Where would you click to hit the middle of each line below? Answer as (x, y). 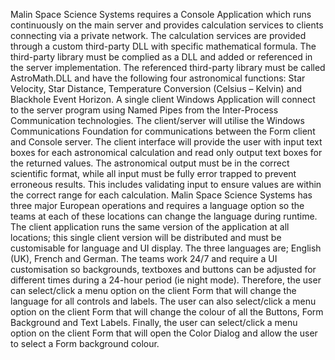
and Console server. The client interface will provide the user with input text (166, 142)
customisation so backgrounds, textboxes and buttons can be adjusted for (163, 269)
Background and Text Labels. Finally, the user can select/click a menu (154, 322)
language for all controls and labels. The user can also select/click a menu (163, 301)
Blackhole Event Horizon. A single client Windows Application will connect (163, 99)
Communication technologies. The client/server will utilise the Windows (157, 120)
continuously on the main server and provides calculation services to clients (167, 25)
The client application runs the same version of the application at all (150, 227)
